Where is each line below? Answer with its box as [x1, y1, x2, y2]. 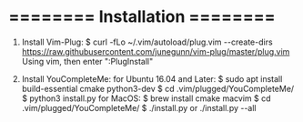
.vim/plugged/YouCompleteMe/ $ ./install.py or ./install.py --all [21, 102, 257, 113]
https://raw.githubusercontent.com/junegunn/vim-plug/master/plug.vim [21, 46, 290, 56]
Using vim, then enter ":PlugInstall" [21, 56, 154, 66]
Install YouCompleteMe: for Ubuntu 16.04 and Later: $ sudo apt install [21, 73, 283, 84]
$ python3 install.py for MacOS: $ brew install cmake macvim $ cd [21, 93, 271, 104]
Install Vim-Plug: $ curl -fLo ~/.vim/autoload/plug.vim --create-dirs [21, 36, 274, 47]
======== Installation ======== [8, 6, 276, 27]
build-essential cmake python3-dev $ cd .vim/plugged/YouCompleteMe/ [21, 83, 295, 94]
